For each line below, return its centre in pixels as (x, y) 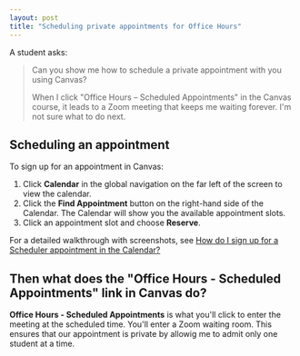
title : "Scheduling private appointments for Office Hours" (126, 26)
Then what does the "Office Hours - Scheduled (145, 278)
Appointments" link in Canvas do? (108, 293)
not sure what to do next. (79, 116)
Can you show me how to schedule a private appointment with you (156, 70)
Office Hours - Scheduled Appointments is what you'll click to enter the (145, 315)
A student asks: (39, 52)
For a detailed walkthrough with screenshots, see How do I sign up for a (144, 241)
